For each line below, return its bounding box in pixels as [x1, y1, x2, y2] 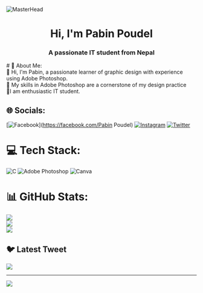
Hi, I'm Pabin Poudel [50, 27, 153, 40]
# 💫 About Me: [6, 62, 42, 69]
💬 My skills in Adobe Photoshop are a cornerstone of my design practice [6, 82, 187, 89]
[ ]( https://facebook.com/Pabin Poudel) [6, 121, 134, 129]
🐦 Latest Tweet [6, 244, 67, 254]
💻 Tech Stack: [6, 144, 81, 157]
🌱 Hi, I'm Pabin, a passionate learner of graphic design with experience [6, 68, 183, 76]
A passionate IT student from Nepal [48, 48, 155, 57]
